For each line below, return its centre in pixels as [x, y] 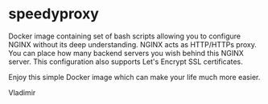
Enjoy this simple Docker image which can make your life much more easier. [134, 77]
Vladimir [22, 92]
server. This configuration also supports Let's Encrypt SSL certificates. [126, 62]
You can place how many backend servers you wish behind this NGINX [126, 53]
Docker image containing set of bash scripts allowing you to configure [125, 36]
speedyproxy [54, 14]
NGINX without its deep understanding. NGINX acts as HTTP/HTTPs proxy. [133, 44]
